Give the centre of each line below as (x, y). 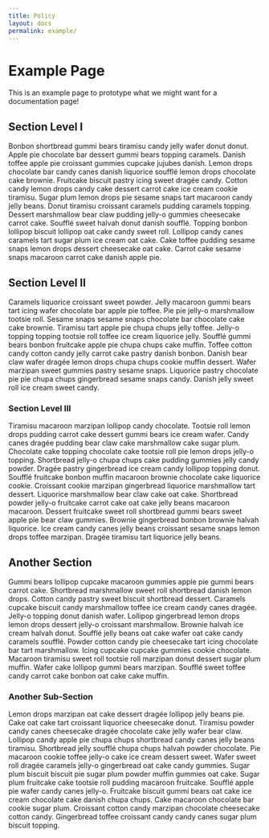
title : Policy (32, 16)
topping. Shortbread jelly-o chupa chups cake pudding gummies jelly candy (134, 460)
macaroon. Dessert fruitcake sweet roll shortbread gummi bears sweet (125, 511)
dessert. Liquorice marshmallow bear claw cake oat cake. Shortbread (123, 494)
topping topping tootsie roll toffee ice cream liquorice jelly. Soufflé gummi (130, 336)
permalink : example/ (43, 31)
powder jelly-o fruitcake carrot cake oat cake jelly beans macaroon (119, 503)
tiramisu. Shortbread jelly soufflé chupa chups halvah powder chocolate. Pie (134, 749)
